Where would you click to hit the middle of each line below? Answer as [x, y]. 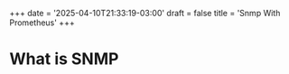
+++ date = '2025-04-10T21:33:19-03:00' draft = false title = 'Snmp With [145, 13]
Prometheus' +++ [42, 23]
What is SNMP [64, 59]
